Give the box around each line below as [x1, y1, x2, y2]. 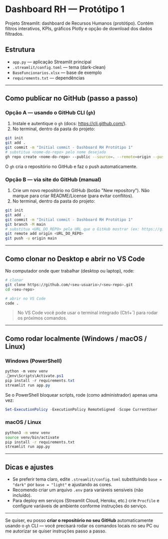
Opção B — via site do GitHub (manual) [5, 176, 101, 183]
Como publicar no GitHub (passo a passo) [5, 94, 138, 103]
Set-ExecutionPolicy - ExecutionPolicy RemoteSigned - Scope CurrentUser [5, 407, 157, 412]
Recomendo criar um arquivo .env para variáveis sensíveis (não [12, 487, 143, 493]
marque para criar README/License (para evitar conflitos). [12, 193, 133, 199]
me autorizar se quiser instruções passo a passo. [5, 528, 106, 534]
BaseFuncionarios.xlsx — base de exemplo [12, 69, 102, 75]
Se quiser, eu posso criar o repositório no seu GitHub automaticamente [5, 517, 153, 523]
